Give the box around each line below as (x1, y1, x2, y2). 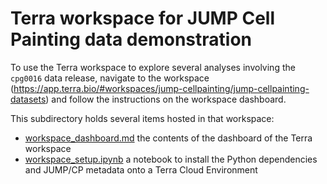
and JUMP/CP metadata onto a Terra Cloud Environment (24, 163, 258, 176)
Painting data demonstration (10, 28, 252, 51)
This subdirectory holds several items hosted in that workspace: (10, 112, 275, 124)
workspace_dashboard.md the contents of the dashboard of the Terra (24, 132, 313, 144)
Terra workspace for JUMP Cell (10, 7, 276, 30)
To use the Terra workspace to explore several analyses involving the (10, 61, 296, 73)
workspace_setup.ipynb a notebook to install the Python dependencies (24, 153, 318, 165)
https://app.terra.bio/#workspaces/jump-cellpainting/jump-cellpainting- (13, 82, 310, 94)
